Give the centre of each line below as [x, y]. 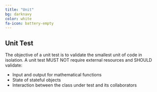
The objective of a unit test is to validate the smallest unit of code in [74, 55]
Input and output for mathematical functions [57, 75]
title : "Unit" [20, 10]
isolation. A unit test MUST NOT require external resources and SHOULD [79, 60]
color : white [18, 19]
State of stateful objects [36, 80]
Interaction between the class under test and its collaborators [74, 85]
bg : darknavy [18, 14]
